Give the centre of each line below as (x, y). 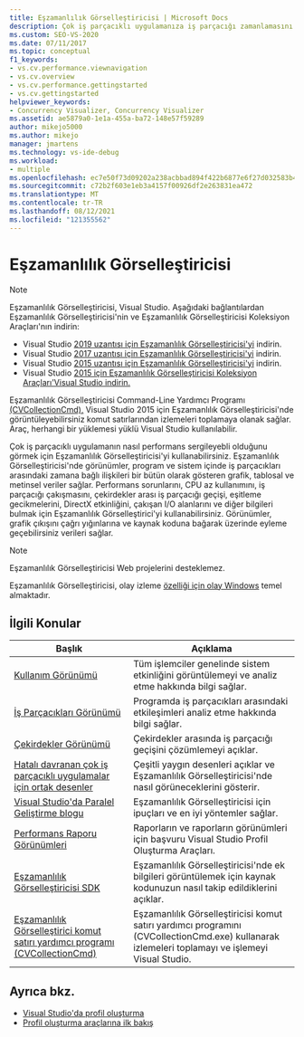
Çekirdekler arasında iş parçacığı (203, 738)
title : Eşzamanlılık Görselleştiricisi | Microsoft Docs (119, 18)
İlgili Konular (45, 623)
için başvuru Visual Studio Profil (200, 840)
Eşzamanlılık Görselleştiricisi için (202, 802)
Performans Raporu (56, 833)
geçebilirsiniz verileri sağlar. (62, 533)
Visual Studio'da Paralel (64, 802)
